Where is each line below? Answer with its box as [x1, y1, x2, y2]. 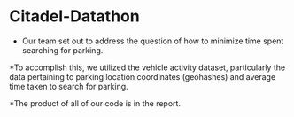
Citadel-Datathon [9, 6, 140, 27]
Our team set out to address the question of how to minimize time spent [21, 35, 284, 46]
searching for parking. [21, 44, 104, 55]
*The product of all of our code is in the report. [9, 97, 182, 108]
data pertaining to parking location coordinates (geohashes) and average [9, 71, 276, 82]
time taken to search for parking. [9, 81, 128, 91]
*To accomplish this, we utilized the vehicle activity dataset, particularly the [9, 62, 286, 73]
